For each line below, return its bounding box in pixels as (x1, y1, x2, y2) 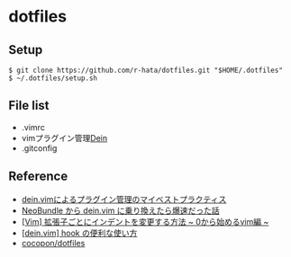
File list (8, 98, 50, 113)
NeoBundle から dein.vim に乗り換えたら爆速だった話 (21, 205, 220, 216)
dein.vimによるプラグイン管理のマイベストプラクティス (21, 193, 227, 204)
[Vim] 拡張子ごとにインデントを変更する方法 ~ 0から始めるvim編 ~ (21, 216, 269, 226)
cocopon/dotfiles (21, 237, 86, 248)
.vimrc (21, 121, 46, 132)
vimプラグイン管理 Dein (21, 132, 108, 143)
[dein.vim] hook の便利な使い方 (21, 227, 138, 238)
